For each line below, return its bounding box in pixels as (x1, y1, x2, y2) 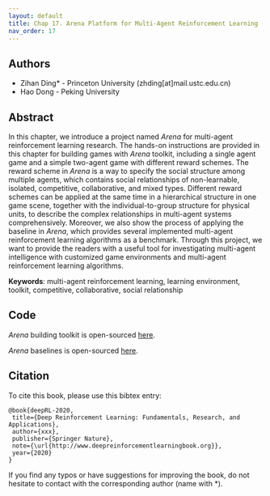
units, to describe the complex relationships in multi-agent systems (8, 210, 232, 218)
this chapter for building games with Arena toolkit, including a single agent (8, 149, 256, 159)
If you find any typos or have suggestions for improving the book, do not (8, 470, 250, 480)
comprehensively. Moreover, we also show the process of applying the (8, 218, 244, 227)
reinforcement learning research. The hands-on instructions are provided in (8, 141, 260, 150)
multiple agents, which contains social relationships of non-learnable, (8, 175, 240, 184)
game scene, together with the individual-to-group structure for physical (8, 201, 251, 210)
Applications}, (8, 420, 60, 429)
